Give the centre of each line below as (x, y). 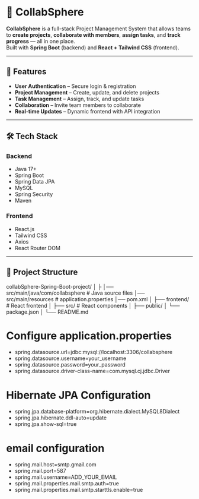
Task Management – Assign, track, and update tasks (79, 99)
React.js (25, 229)
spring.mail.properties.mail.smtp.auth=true (67, 484)
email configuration (55, 448)
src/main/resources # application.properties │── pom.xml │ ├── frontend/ (98, 299)
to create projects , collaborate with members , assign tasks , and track (93, 34)
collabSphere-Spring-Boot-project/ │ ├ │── (60, 286)
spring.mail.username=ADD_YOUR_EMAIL (66, 477)
